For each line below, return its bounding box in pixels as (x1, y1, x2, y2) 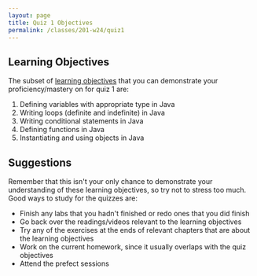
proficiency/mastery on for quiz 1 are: (8, 84, 130, 94)
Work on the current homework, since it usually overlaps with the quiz (19, 242, 246, 252)
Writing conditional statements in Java (19, 116, 144, 126)
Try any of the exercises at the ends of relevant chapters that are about (19, 226, 251, 234)
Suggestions (8, 156, 72, 169)
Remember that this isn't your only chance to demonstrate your (8, 177, 213, 186)
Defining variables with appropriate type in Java (19, 100, 175, 109)
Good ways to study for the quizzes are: (8, 193, 138, 203)
